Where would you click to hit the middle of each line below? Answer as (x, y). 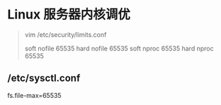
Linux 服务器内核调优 (69, 15)
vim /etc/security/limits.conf (66, 34)
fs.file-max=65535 (34, 95)
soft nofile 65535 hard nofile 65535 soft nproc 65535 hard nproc (119, 48)
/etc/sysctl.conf (44, 78)
